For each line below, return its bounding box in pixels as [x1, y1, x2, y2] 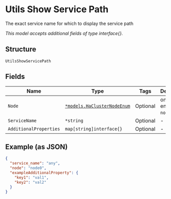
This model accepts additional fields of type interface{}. [5, 30, 123, 36]
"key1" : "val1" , [14, 175, 49, 180]
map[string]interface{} [65, 126, 123, 132]
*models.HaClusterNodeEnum [65, 103, 131, 109]
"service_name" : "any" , [10, 161, 60, 166]
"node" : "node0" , [10, 165, 47, 171]
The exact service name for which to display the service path [5, 20, 134, 26]
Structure [5, 45, 37, 54]
